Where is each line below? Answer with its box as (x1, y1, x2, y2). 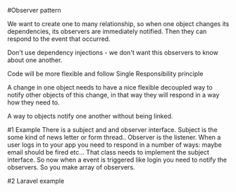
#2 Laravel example (7, 176, 65, 185)
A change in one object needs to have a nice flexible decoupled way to (7, 83, 213, 91)
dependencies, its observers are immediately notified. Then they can (7, 28, 207, 35)
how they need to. (7, 98, 60, 107)
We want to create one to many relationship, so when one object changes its (7, 20, 230, 28)
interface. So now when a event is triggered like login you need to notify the (7, 155, 228, 164)
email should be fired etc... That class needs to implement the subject (7, 148, 210, 156)
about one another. (7, 56, 63, 64)
